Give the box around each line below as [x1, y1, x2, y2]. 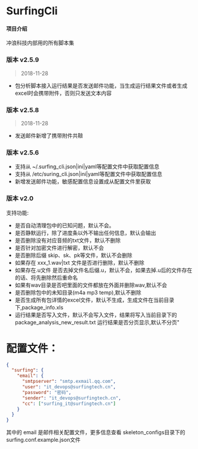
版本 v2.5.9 [6, 55, 39, 64]
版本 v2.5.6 [6, 148, 39, 156]
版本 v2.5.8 [6, 106, 39, 114]
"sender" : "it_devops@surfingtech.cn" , [21, 395, 121, 401]
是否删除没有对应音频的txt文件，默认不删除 [14, 237, 121, 244]
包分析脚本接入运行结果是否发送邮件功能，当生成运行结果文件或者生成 [14, 82, 188, 89]
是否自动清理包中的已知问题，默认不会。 [14, 222, 115, 229]
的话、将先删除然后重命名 [14, 274, 78, 281]
